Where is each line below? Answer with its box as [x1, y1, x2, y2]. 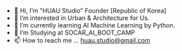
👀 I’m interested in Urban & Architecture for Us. [13, 14, 150, 22]
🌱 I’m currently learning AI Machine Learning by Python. [13, 21, 176, 29]
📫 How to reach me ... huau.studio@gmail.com [13, 37, 150, 44]
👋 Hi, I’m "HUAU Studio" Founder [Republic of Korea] [13, 7, 167, 14]
